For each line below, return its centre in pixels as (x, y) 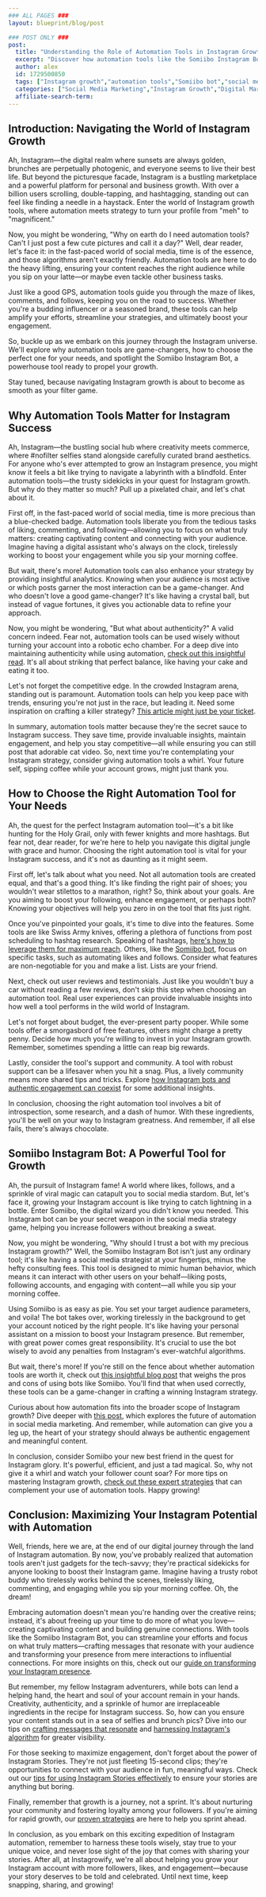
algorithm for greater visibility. (57, 1737)
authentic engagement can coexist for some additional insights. (112, 1088)
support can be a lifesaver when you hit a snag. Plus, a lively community (126, 1071)
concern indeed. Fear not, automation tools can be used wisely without (124, 637)
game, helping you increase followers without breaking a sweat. (112, 1227)
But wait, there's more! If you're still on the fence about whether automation (131, 1366)
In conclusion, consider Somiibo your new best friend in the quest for (121, 1456)
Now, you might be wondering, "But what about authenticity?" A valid (121, 628)
